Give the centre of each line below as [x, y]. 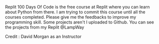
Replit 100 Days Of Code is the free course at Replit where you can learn [77, 7]
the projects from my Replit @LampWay [44, 27]
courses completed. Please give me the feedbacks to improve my [71, 17]
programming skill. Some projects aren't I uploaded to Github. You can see [79, 22]
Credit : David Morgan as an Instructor [43, 36]
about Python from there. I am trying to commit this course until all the [75, 12]
